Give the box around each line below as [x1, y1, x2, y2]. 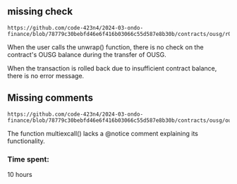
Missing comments [7, 92, 94, 104]
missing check [7, 6, 73, 18]
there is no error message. [7, 71, 85, 80]
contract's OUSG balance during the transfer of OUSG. [7, 50, 167, 59]
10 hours [7, 170, 33, 178]
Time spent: [7, 154, 49, 164]
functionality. [7, 137, 46, 145]
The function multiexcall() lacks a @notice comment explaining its [7, 129, 199, 137]
